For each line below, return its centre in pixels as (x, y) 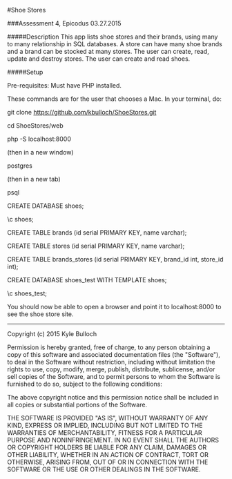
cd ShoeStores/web (35, 126)
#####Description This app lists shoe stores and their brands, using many (113, 37)
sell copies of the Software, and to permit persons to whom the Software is (114, 377)
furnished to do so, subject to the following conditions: (85, 384)
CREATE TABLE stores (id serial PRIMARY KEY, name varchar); (96, 246)
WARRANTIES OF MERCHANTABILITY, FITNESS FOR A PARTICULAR (105, 433)
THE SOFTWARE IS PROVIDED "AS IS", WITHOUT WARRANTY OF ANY (108, 418)
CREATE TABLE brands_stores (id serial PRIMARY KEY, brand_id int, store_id (115, 259)
